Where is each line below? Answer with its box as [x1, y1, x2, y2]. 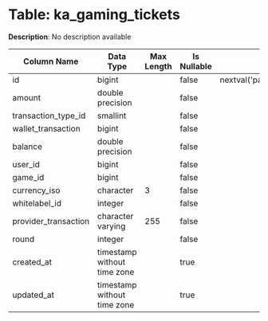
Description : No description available [8, 32, 132, 41]
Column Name [23, 56, 79, 67]
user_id [12, 159, 40, 170]
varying [97, 221, 126, 232]
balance [12, 141, 42, 152]
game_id [12, 171, 45, 182]
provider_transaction [12, 215, 90, 226]
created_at [12, 256, 53, 268]
